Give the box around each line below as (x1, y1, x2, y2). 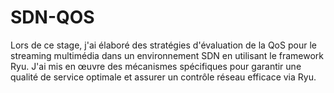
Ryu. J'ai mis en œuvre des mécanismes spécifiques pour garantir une (10, 60, 302, 72)
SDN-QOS (10, 6, 95, 29)
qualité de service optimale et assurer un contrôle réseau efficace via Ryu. (10, 71, 317, 83)
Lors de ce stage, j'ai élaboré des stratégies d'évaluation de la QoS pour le (10, 39, 317, 51)
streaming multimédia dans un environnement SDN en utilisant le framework (10, 49, 325, 61)
